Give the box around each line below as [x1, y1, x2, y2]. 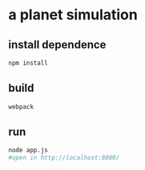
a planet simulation [8, 6, 138, 24]
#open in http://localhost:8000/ [8, 154, 120, 162]
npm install [8, 59, 48, 67]
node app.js [8, 147, 48, 155]
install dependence [8, 38, 107, 52]
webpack [8, 102, 34, 110]
